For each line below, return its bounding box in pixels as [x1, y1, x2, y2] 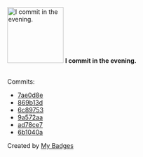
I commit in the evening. [64, 57, 137, 65]
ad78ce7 [17, 121, 43, 128]
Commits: [7, 77, 35, 86]
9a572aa [17, 113, 43, 121]
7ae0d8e [17, 91, 43, 99]
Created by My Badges [7, 142, 74, 149]
